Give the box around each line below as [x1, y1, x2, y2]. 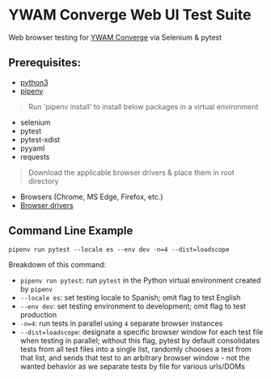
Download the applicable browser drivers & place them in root [28, 168, 235, 177]
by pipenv [19, 283, 53, 293]
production [19, 309, 57, 319]
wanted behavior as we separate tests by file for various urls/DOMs [19, 361, 245, 371]
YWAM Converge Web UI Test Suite [8, 6, 252, 24]
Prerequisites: [8, 56, 81, 70]
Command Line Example [8, 224, 133, 238]
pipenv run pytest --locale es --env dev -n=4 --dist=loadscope [8, 245, 230, 253]
